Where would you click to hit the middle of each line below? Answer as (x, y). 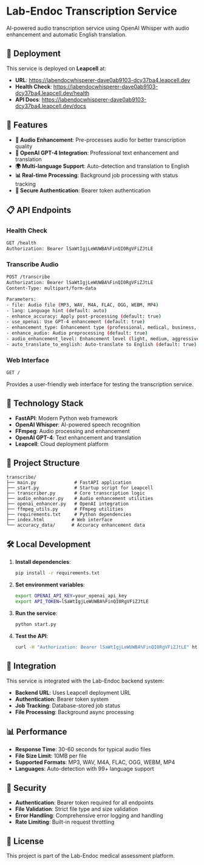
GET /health (21, 243)
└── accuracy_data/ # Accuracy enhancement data (76, 525)
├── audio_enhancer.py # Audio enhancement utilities (80, 498)
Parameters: (21, 299)
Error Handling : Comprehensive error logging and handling (89, 816)
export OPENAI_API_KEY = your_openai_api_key (71, 596)
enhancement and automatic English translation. (66, 34)
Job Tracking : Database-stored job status (67, 705)
